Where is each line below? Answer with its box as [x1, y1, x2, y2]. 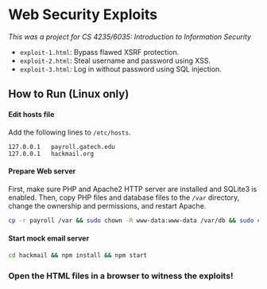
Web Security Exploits [8, 6, 157, 24]
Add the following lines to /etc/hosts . [8, 127, 131, 137]
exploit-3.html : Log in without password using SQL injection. [19, 64, 222, 73]
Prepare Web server [8, 166, 76, 176]
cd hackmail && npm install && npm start [8, 251, 148, 260]
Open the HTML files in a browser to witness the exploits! [8, 270, 234, 281]
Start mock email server [8, 233, 90, 244]
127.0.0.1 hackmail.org [8, 150, 94, 158]
